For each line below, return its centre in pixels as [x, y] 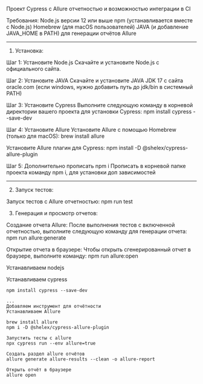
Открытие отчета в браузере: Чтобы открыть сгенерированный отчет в [99, 249]
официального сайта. [34, 69]
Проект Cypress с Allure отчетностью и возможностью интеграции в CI [98, 9]
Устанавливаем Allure [34, 311]
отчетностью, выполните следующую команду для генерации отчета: [97, 231]
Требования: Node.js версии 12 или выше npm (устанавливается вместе [100, 20]
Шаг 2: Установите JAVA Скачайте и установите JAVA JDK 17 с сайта [95, 80]
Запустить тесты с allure [39, 338]
